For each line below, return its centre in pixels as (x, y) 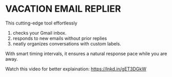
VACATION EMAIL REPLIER (63, 9)
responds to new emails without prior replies (60, 38)
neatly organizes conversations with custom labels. (67, 43)
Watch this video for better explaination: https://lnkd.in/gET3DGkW (76, 69)
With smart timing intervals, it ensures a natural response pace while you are (86, 54)
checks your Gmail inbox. (40, 33)
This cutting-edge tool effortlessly (41, 23)
